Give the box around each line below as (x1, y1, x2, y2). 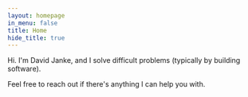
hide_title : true (7, 33, 65, 42)
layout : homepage (7, 11, 65, 20)
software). (7, 64, 41, 74)
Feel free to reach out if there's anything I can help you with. (7, 80, 206, 89)
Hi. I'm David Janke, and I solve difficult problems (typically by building (7, 56, 241, 65)
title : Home (7, 26, 47, 34)
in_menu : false (7, 19, 58, 27)
